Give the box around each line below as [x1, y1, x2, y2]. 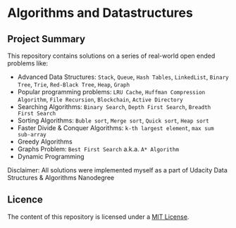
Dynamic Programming [17, 153, 85, 160]
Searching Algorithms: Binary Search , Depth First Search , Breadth [17, 103, 211, 110]
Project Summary [7, 33, 86, 45]
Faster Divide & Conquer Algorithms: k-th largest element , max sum [17, 124, 214, 132]
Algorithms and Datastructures [7, 5, 194, 21]
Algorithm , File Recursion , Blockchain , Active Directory [17, 95, 183, 103]
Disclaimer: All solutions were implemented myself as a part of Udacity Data [7, 166, 228, 174]
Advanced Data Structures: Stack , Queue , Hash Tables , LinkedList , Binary [17, 72, 229, 81]
